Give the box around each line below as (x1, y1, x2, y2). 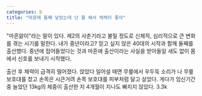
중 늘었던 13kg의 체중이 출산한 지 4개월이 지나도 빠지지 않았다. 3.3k (6, 83, 168, 90)
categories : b (6, 9, 43, 15)
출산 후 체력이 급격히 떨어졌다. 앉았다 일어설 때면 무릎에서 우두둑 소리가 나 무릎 (6, 67, 194, 75)
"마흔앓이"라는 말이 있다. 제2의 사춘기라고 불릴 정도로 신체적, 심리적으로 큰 (6, 32, 185, 39)
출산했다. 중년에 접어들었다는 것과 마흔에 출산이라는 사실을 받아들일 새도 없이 (6, 47, 190, 55)
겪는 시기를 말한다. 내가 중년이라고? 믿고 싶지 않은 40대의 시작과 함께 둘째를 (12, 39, 194, 47)
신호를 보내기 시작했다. (17, 55, 72, 62)
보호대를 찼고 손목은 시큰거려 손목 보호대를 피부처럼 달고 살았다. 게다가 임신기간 (6, 75, 196, 83)
